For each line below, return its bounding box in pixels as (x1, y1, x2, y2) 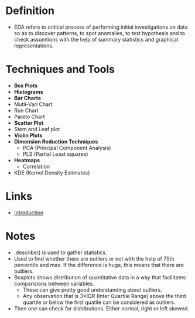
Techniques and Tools (5, 63, 115, 76)
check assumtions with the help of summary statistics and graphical (13, 36, 179, 43)
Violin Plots (13, 132, 43, 139)
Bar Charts (13, 94, 42, 101)
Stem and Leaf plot (13, 125, 60, 132)
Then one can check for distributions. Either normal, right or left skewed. (13, 305, 190, 312)
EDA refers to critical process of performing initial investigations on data (13, 23, 188, 30)
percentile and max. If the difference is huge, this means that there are (13, 261, 184, 268)
